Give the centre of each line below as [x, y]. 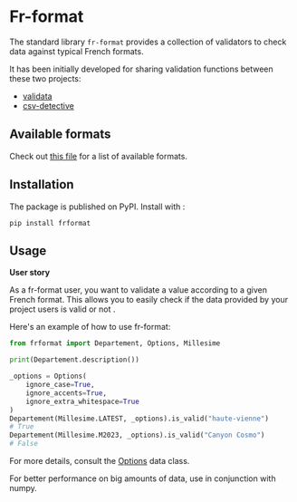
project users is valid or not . [62, 309]
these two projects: [45, 78]
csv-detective [48, 105]
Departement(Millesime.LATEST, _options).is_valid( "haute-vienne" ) [139, 419]
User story [30, 273]
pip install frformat [50, 223]
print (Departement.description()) [75, 360]
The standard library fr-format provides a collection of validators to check [148, 42]
